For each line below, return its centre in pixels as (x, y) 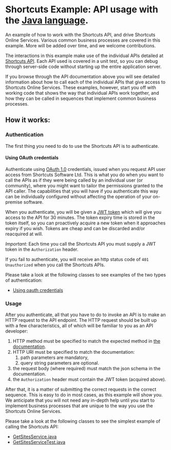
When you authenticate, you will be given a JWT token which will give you (83, 212)
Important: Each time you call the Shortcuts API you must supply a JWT (81, 244)
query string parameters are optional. (60, 363)
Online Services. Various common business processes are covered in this (83, 40)
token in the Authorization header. (42, 249)
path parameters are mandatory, (54, 358)
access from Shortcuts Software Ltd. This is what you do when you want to (84, 175)
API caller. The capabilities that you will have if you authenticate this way (82, 191)
